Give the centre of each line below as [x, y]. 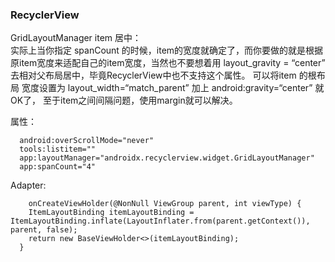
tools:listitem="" [58, 149]
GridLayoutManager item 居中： [76, 38]
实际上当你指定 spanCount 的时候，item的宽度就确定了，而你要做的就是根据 [167, 50]
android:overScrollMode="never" [87, 141]
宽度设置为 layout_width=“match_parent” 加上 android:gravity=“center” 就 [173, 88]
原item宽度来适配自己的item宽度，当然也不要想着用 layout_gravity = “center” [168, 63]
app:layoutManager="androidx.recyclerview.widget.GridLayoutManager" [167, 158]
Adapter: [28, 185]
